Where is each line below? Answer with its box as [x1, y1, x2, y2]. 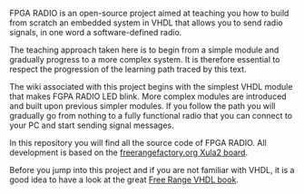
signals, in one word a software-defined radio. [9, 27, 182, 37]
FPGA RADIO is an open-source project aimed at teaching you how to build [9, 8, 289, 18]
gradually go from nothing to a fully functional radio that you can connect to [9, 111, 293, 121]
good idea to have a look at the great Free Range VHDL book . [9, 174, 239, 185]
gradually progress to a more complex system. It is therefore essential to [9, 54, 280, 64]
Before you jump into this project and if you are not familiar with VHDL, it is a [9, 165, 295, 175]
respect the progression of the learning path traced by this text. [9, 63, 247, 74]
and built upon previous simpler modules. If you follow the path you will [9, 101, 276, 112]
